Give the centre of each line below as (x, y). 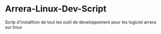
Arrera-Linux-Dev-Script (56, 9)
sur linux (14, 27)
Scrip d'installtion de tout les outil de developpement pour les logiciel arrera (81, 22)
